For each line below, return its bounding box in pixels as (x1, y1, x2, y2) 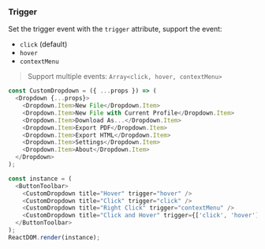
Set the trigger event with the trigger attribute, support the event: (8, 25, 222, 34)
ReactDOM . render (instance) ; (8, 233, 101, 241)
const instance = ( (8, 175, 73, 183)
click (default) (19, 40, 68, 49)
